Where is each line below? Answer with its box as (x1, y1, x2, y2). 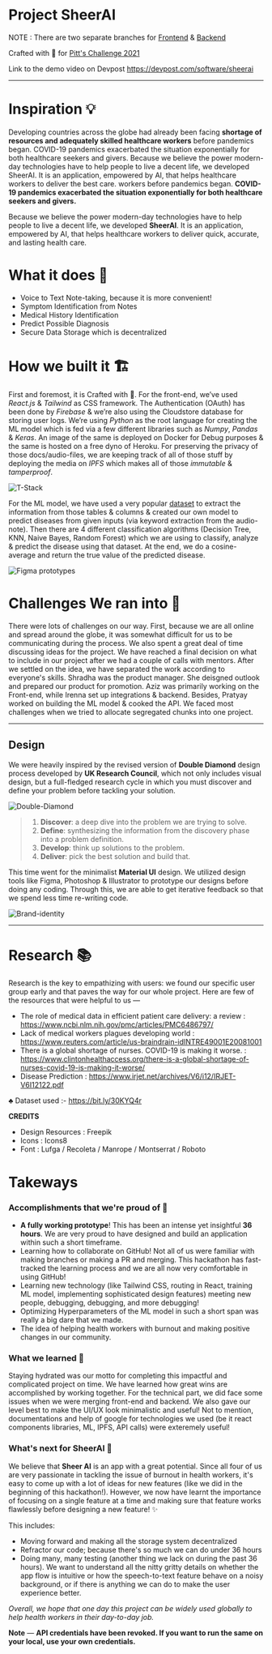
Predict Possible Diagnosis (19, 318, 109, 328)
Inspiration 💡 (8, 100, 96, 118)
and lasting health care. (8, 237, 87, 247)
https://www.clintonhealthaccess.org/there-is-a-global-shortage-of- (19, 1054, 249, 1064)
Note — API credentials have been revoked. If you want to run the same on (8, 1627, 264, 1638)
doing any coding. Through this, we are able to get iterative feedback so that (8, 884, 264, 894)
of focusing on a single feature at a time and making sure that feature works (8, 1495, 261, 1505)
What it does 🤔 (8, 266, 108, 284)
